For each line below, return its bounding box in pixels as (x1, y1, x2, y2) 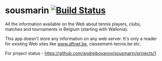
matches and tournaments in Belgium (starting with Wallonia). (5, 26, 128, 32)
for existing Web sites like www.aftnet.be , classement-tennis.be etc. (5, 41, 142, 46)
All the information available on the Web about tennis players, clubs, (5, 21, 141, 27)
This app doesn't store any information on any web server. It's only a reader (5, 36, 157, 41)
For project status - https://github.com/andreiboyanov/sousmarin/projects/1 (5, 50, 157, 56)
